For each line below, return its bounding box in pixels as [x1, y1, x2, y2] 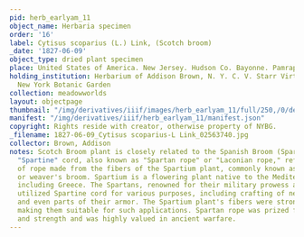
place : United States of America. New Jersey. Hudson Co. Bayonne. [9, 64, 270, 73]
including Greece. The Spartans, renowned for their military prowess [17, 181, 290, 190]
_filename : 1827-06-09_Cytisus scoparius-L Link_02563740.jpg [9, 131, 249, 140]
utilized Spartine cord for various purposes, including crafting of [17, 189, 285, 198]
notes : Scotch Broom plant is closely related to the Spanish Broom [9, 147, 273, 156]
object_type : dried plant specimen [9, 55, 144, 64]
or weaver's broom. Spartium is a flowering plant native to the [17, 172, 270, 181]
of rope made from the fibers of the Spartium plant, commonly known [17, 164, 285, 173]
